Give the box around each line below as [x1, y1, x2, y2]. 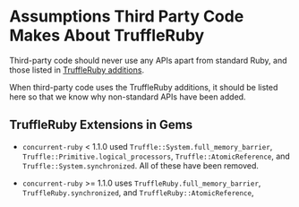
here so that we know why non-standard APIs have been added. [9, 91, 246, 102]
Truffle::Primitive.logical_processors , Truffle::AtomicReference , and [21, 151, 291, 161]
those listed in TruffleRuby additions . [9, 65, 145, 75]
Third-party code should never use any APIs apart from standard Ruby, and [9, 55, 288, 65]
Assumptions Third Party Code [9, 6, 244, 27]
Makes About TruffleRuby [9, 25, 205, 46]
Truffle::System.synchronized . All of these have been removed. [21, 160, 260, 171]
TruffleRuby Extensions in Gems [9, 117, 193, 133]
